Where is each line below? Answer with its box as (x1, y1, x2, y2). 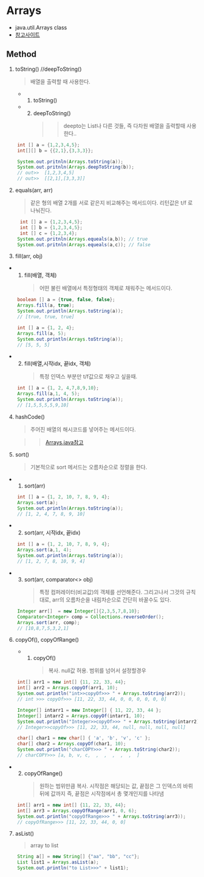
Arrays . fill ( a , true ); (17, 302, 75, 308)
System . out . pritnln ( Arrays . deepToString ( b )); (17, 164, 135, 171)
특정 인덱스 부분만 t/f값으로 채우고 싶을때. (39, 373, 138, 380)
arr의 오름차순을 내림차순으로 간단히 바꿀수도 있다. (52, 595, 171, 603)
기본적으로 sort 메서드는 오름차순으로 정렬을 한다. (30, 463, 148, 470)
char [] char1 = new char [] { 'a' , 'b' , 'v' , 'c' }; (17, 735, 151, 741)
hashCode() (15, 413, 46, 421)
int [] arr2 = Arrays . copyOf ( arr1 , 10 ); (17, 685, 118, 691)
